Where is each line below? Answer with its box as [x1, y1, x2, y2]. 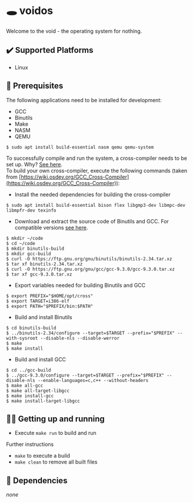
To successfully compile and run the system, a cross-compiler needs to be [6, 155, 187, 162]
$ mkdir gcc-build [6, 250, 51, 257]
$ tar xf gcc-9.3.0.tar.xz [6, 271, 72, 277]
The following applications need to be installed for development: [6, 96, 162, 103]
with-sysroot [6, 335, 38, 341]
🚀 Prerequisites [6, 81, 64, 91]
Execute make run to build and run [14, 430, 97, 437]
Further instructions [6, 441, 54, 448]
